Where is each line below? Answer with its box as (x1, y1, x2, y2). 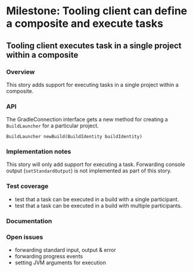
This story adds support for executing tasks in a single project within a (6, 81, 179, 88)
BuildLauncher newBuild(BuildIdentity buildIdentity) (6, 134, 143, 140)
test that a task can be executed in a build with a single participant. (14, 195, 179, 203)
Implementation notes (6, 148, 71, 156)
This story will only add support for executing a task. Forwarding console (6, 161, 185, 168)
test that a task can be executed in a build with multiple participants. (14, 202, 182, 209)
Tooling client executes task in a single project (6, 40, 182, 51)
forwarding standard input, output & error (14, 246, 116, 254)
